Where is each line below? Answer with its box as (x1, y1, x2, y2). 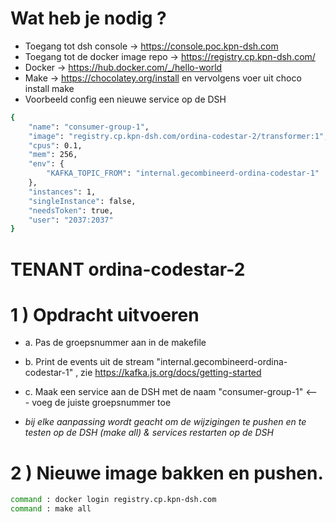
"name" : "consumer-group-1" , (28, 122, 150, 132)
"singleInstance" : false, (28, 196, 137, 206)
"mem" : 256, (28, 150, 78, 160)
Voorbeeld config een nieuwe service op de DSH (24, 93, 227, 105)
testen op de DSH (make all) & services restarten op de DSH (24, 427, 274, 439)
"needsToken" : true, (28, 205, 114, 216)
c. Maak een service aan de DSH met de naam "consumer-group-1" (24, 386, 304, 398)
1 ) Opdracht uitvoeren (10, 303, 200, 326)
